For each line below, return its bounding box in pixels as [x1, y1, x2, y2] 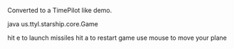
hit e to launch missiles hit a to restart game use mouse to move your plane [7, 33, 228, 42]
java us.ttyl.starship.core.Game [7, 20, 98, 28]
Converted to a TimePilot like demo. [7, 6, 112, 14]
